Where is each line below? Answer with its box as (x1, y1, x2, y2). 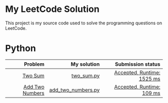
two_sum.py (71, 72, 100, 79)
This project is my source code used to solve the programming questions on (5, 20, 162, 26)
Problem (24, 61, 45, 68)
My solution (70, 61, 100, 68)
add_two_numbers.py (49, 86, 100, 93)
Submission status (114, 61, 160, 68)
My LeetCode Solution (5, 3, 100, 15)
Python (5, 43, 36, 54)
